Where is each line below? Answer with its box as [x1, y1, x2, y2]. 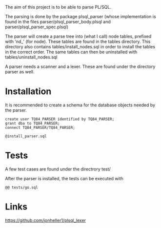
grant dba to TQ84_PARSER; [5, 121, 60, 126]
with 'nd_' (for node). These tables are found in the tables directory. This [5, 39, 151, 44]
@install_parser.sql [5, 134, 47, 139]
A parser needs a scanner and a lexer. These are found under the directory [5, 63, 156, 69]
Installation [5, 86, 52, 97]
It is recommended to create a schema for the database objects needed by [5, 102, 155, 108]
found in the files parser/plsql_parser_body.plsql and [5, 19, 111, 24]
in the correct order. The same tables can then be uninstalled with [5, 49, 138, 55]
